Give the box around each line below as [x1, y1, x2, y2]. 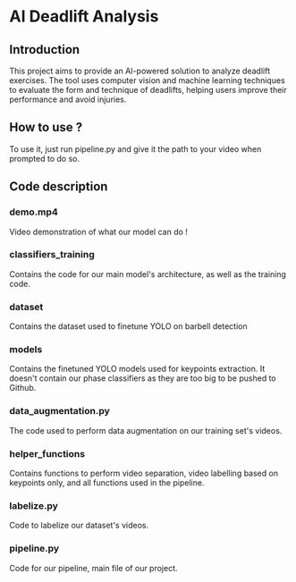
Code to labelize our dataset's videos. [9, 520, 149, 531]
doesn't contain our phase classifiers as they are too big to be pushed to [9, 373, 276, 384]
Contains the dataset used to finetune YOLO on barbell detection [9, 321, 248, 332]
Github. [9, 383, 37, 393]
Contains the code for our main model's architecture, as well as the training [9, 268, 286, 279]
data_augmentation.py [9, 405, 110, 418]
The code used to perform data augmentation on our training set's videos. [9, 425, 283, 435]
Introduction [9, 42, 80, 57]
